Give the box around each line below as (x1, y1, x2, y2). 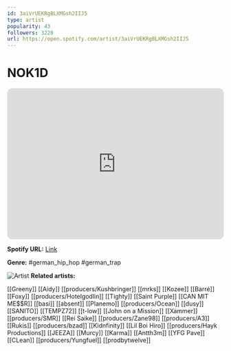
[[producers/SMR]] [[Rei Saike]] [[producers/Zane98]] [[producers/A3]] (7, 314, 210, 323)
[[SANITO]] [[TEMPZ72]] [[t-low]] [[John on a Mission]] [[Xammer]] (7, 307, 198, 315)
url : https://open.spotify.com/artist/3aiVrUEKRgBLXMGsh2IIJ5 (7, 36, 189, 43)
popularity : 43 (7, 23, 51, 30)
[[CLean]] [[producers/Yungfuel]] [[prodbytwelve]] (7, 336, 151, 344)
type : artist (7, 16, 45, 23)
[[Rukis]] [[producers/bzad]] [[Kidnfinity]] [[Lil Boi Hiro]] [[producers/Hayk (7, 321, 218, 330)
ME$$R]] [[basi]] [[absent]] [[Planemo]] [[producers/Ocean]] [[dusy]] (7, 299, 204, 308)
